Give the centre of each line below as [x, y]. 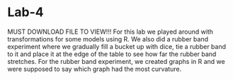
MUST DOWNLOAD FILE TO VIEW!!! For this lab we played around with [110, 32]
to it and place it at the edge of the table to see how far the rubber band [112, 54]
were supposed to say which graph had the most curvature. [95, 69]
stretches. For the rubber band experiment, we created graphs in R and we [116, 61]
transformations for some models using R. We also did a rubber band [108, 39]
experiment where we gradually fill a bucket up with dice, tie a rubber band [117, 46]
